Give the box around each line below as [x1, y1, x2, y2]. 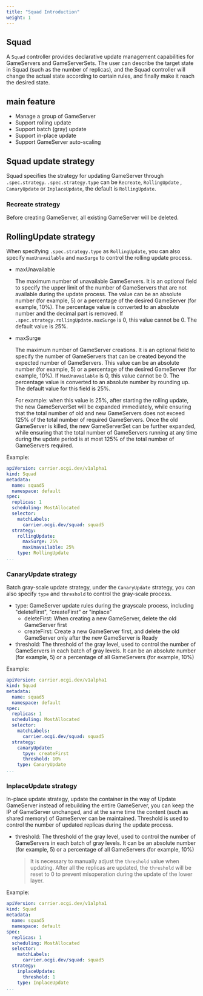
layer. [30, 877, 44, 884]
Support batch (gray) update [15, 126, 87, 133]
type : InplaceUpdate [17, 980, 69, 986]
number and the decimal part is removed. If [15, 310, 123, 317]
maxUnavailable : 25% [22, 544, 75, 551]
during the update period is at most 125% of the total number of [15, 435, 175, 443]
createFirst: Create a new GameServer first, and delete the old [24, 628, 180, 635]
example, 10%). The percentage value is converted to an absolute [15, 303, 179, 311]
